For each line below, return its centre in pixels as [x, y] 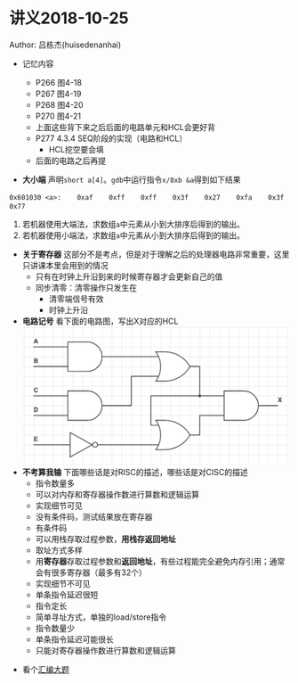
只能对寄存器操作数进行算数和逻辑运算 [105, 650]
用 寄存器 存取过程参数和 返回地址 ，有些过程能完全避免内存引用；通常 [160, 561]
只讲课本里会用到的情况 [65, 265]
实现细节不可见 [63, 584]
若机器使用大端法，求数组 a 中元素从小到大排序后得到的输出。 [133, 224]
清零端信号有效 [76, 299]
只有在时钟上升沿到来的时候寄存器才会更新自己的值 [129, 276]
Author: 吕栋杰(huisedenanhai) [65, 45]
